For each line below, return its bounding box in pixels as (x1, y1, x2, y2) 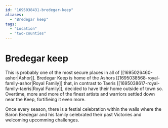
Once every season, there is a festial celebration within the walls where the (5, 106, 162, 112)
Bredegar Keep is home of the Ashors (36, 74, 115, 81)
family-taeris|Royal (5, 86, 45, 92)
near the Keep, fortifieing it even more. (5, 96, 86, 102)
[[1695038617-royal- (116, 80, 160, 86)
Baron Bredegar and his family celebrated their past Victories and (5, 111, 142, 117)
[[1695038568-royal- (116, 74, 160, 81)
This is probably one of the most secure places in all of (5, 69, 120, 75)
